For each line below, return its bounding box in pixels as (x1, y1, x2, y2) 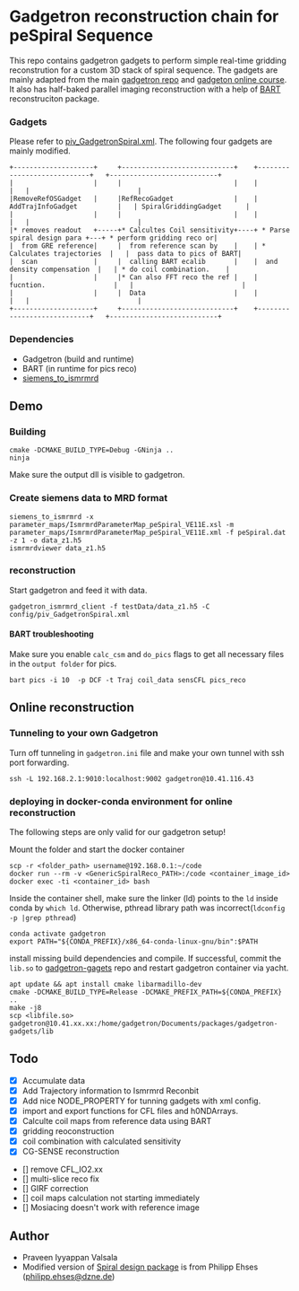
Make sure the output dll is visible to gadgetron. (9, 470, 185, 480)
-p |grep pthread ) (9, 912, 77, 922)
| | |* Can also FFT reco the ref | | (9, 273, 258, 282)
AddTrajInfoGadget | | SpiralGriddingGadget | (9, 202, 251, 212)
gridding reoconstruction (21, 1126, 115, 1137)
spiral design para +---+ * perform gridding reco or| (9, 233, 218, 243)
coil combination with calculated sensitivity (21, 1136, 182, 1146)
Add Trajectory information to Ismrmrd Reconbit (21, 1085, 200, 1096)
